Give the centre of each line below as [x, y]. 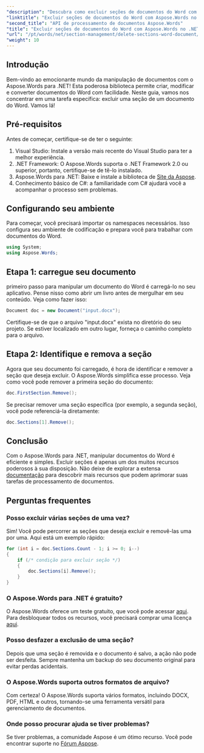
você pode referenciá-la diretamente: [53, 411]
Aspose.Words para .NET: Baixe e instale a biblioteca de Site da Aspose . [105, 176]
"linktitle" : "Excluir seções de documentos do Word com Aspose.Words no [102, 18]
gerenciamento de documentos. [46, 708]
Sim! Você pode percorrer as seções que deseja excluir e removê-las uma [99, 531]
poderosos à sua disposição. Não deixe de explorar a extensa [83, 469]
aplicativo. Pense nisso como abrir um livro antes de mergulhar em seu [95, 293]
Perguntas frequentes [49, 500]
